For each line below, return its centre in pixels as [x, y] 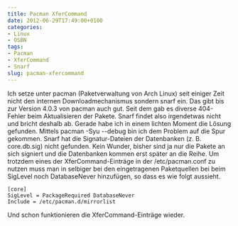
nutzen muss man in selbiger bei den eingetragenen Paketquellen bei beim [117, 169]
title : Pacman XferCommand [47, 14]
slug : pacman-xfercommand [45, 73]
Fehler [17, 116]
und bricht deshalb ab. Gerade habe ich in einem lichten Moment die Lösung [119, 123]
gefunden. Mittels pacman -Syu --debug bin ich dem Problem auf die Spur [117, 131]
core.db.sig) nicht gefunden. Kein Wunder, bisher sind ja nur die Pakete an [116, 146]
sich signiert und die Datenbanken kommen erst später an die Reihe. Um [113, 154]
